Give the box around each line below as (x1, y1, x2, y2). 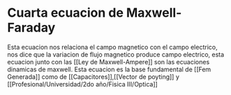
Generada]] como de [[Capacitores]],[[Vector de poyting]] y (7, 72, 180, 81)
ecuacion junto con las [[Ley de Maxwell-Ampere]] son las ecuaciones (7, 57, 210, 66)
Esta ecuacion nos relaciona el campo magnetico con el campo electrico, (7, 43, 218, 51)
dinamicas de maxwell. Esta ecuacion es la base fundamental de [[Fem (7, 65, 211, 73)
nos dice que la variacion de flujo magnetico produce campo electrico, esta (7, 50, 225, 59)
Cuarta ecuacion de (7, 5, 124, 21)
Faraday (7, 20, 56, 36)
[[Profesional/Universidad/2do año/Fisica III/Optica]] (7, 80, 158, 88)
